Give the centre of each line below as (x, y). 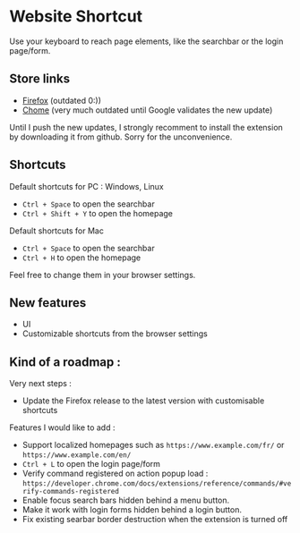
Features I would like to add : (62, 427)
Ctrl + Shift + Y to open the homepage (97, 213)
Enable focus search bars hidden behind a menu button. (126, 500)
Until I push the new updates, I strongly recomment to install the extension (146, 127)
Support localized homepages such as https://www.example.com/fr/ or (153, 445)
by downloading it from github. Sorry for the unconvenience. (121, 137)
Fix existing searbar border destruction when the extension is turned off (155, 520)
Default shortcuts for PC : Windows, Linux (86, 186)
